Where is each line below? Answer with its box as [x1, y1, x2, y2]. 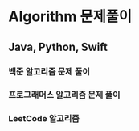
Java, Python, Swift [8, 40, 108, 53]
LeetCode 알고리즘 [8, 113, 80, 125]
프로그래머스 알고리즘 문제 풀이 [8, 90, 121, 101]
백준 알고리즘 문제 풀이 [8, 65, 91, 77]
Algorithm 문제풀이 [8, 7, 133, 26]
